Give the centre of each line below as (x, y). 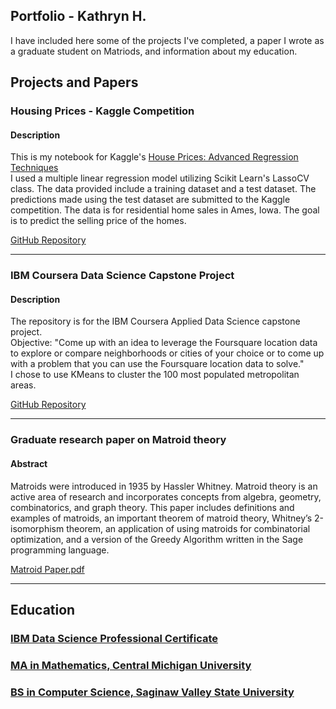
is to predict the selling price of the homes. (98, 221)
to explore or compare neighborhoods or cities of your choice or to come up (167, 353)
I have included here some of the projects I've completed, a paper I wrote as (167, 40)
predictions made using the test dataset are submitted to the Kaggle (150, 200)
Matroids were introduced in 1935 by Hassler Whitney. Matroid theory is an (164, 486)
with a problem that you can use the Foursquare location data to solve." (157, 364)
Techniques (34, 168)
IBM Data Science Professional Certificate (114, 638)
